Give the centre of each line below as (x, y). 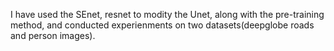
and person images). (53, 35)
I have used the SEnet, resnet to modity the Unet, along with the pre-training (167, 14)
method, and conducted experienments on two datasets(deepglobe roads (162, 25)
